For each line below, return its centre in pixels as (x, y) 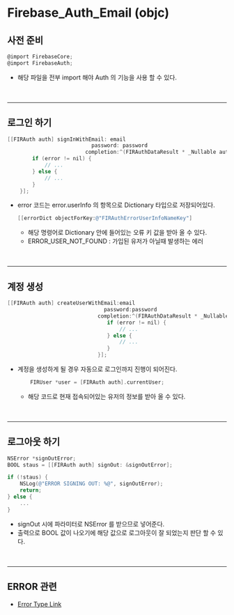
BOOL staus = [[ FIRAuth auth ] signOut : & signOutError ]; (90, 465)
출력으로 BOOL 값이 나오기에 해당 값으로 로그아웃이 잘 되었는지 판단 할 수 (117, 532)
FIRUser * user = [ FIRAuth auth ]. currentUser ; (97, 382)
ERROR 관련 (32, 587)
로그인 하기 (30, 123)
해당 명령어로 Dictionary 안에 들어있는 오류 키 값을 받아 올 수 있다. (117, 233)
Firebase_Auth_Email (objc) (88, 13)
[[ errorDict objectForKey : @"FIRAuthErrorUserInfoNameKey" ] (105, 218)
